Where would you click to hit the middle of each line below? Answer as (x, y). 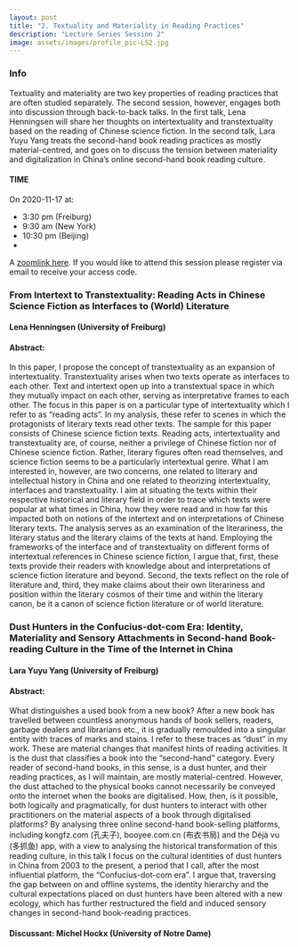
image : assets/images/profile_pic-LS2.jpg (89, 42)
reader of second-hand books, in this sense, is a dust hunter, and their (138, 768)
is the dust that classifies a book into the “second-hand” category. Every (142, 758)
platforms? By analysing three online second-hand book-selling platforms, (145, 824)
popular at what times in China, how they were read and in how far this (139, 510)
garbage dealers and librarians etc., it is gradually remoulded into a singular (148, 730)
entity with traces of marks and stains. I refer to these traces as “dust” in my (149, 739)
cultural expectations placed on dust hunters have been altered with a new (146, 894)
